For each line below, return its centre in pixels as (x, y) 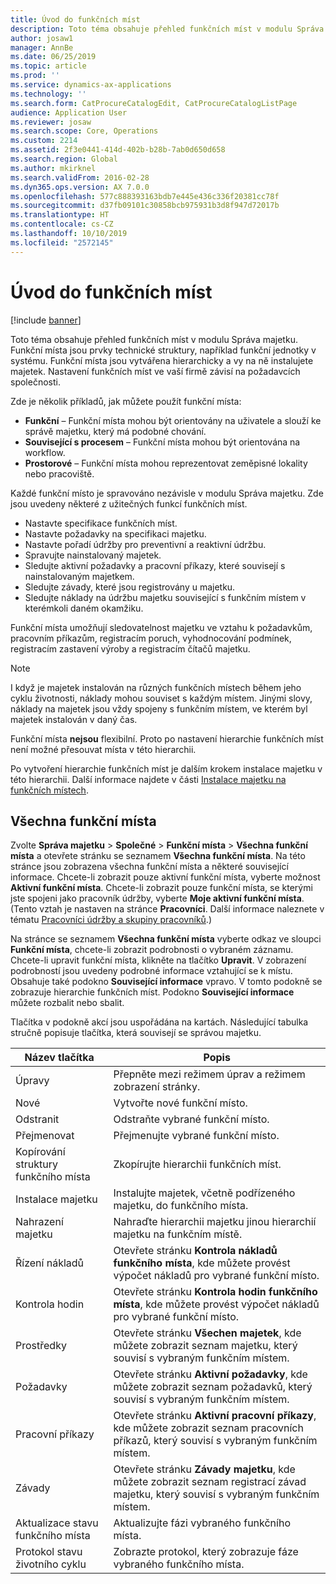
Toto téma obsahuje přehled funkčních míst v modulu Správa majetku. (154, 339)
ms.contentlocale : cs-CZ (62, 224)
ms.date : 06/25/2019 (53, 57)
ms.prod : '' (35, 76)
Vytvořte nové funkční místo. (180, 1103)
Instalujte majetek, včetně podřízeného (204, 1193)
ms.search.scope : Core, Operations (84, 131)
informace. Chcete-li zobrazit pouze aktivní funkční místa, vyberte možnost (165, 877)
